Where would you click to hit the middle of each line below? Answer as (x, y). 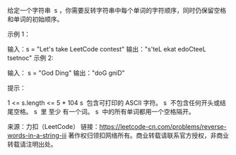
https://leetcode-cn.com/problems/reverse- (163, 126)
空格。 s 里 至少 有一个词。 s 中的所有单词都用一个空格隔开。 (104, 112)
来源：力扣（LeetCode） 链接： (54, 126)
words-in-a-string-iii (37, 135)
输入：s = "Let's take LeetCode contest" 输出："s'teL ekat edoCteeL (107, 49)
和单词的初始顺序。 (35, 19)
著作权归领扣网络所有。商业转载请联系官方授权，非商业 (149, 135)
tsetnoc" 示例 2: (31, 58)
